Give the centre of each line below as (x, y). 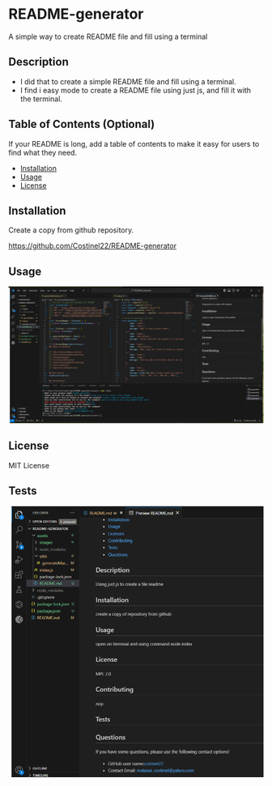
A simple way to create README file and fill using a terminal (108, 36)
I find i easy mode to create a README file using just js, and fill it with (136, 90)
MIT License (29, 465)
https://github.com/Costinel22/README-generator (92, 246)
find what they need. (43, 152)
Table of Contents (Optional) (82, 124)
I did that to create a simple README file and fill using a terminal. (128, 81)
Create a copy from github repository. (71, 230)
